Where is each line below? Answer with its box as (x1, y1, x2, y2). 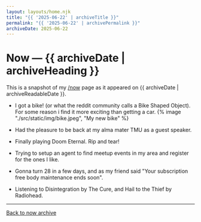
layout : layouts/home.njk (6, 8, 71, 15)
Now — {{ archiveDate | (6, 52, 126, 65)
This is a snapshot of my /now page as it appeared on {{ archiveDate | (6, 84, 179, 91)
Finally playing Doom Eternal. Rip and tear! (14, 138, 120, 145)
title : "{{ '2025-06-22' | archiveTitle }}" (6, 14, 119, 20)
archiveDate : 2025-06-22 (6, 25, 68, 32)
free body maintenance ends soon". (14, 174, 103, 181)
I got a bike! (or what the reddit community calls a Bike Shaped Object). (14, 102, 191, 109)
